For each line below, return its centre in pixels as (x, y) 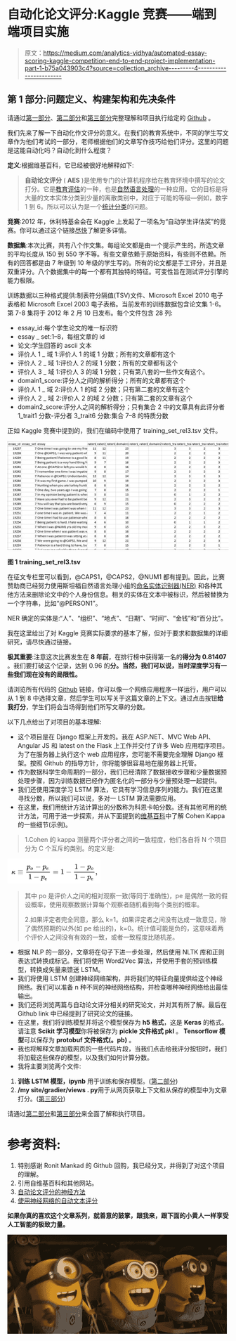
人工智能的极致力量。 (38, 1224)
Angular (29, 745)
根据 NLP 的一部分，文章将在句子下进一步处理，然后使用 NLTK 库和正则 (121, 952)
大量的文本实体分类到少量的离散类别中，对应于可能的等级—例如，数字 (126, 197)
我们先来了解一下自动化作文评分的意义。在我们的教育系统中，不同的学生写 (115, 132)
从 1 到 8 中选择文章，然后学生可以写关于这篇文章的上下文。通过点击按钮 (112, 698)
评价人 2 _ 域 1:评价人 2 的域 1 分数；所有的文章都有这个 (98, 363)
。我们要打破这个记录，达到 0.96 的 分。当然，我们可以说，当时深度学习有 (114, 666)
